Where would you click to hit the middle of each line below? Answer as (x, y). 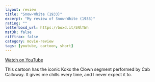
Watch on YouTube (24, 60)
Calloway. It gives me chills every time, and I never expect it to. (69, 74)
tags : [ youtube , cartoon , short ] (39, 46)
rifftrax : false (22, 37)
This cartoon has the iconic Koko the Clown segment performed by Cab (78, 69)
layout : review (21, 10)
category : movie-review (29, 41)
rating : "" (16, 23)
